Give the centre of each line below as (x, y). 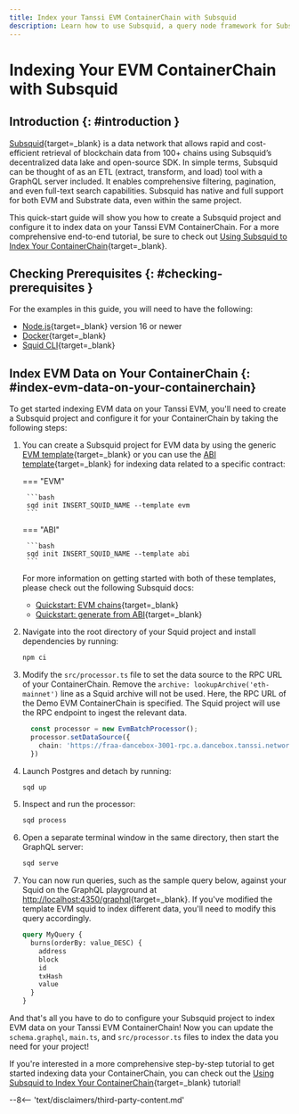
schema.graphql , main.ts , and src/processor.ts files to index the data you (144, 1037)
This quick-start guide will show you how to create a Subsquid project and (145, 217)
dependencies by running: (70, 641)
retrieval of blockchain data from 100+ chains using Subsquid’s (157, 153)
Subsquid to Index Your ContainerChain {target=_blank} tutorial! (125, 1083)
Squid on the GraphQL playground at (89, 890)
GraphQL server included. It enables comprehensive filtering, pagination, (143, 181)
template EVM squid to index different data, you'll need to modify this (149, 909)
